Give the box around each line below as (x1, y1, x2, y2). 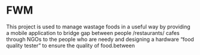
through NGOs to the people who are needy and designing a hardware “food (6, 35, 194, 43)
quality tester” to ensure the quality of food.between (6, 42, 136, 49)
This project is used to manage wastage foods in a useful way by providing (6, 23, 191, 30)
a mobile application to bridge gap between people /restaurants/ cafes (6, 29, 180, 36)
